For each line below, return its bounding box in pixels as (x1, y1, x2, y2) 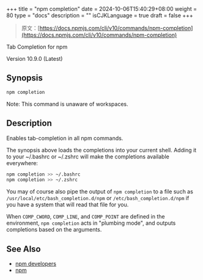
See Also (6, 244, 41, 254)
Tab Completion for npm (6, 43, 68, 50)
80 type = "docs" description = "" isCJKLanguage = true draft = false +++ (6, 12, 194, 19)
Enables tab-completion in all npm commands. (6, 134, 124, 142)
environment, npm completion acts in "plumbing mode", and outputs (6, 219, 176, 227)
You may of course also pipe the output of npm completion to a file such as (6, 188, 194, 195)
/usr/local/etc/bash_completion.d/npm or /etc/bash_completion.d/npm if (6, 195, 190, 202)
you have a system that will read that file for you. (6, 201, 129, 208)
